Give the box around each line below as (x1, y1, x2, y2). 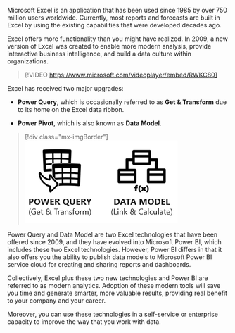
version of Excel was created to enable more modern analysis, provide (7, 42, 212, 50)
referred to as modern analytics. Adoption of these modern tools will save (7, 282, 221, 289)
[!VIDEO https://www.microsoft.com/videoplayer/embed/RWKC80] (24, 70, 218, 79)
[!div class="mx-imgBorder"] (24, 133, 109, 141)
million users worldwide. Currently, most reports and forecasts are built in (7, 13, 220, 22)
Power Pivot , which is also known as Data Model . (17, 119, 162, 127)
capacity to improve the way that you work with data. (7, 318, 162, 326)
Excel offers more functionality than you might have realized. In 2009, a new (7, 34, 229, 43)
